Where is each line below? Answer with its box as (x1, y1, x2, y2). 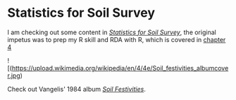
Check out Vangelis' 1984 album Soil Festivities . (7, 85, 146, 93)
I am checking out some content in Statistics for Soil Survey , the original (7, 28, 216, 36)
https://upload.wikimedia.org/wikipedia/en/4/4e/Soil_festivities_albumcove (11, 64, 229, 72)
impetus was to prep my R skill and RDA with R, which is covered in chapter (7, 35, 226, 43)
